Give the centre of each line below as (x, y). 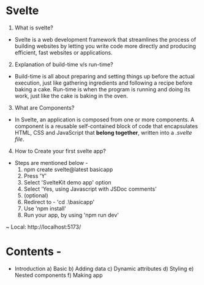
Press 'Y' (35, 176)
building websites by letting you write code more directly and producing (105, 46)
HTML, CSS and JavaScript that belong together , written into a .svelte (103, 132)
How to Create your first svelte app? (60, 151)
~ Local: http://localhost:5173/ (43, 227)
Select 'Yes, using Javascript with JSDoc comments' (90, 189)
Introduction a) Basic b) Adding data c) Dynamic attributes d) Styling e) (104, 268)
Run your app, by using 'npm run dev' (71, 215)
